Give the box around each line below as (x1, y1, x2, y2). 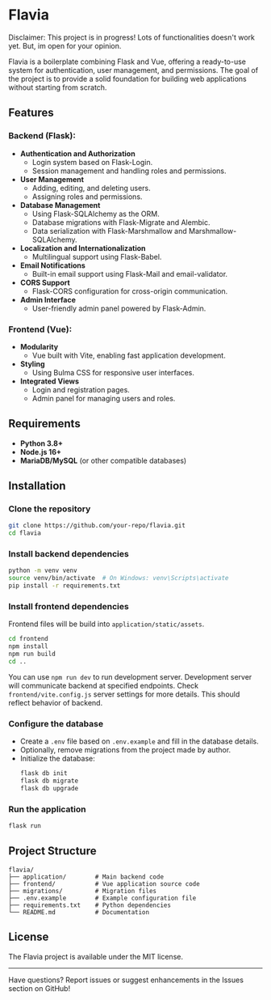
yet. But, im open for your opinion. (8, 40, 122, 50)
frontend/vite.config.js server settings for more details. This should (8, 689, 240, 699)
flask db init (19, 769, 68, 778)
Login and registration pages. (31, 384, 131, 394)
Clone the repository (8, 503, 91, 515)
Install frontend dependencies (8, 601, 129, 612)
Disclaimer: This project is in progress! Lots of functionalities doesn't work (8, 32, 256, 42)
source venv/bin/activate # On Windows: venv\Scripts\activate (8, 574, 229, 583)
